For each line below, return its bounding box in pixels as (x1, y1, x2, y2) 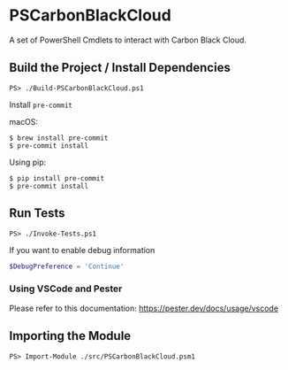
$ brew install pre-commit (9, 134, 109, 143)
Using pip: (9, 157, 47, 167)
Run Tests (9, 205, 65, 221)
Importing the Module (9, 328, 132, 343)
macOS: (9, 116, 38, 127)
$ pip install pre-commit (9, 173, 104, 182)
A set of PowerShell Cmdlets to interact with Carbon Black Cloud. (9, 35, 247, 45)
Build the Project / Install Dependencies (9, 60, 231, 75)
